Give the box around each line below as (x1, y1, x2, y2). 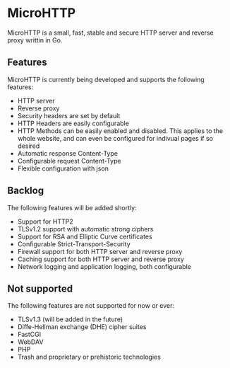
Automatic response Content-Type (17, 149, 119, 157)
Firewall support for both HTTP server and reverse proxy (17, 247, 183, 255)
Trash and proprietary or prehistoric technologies (17, 352, 161, 362)
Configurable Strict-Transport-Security (17, 239, 131, 248)
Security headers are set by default (17, 111, 121, 120)
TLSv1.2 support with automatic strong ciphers (17, 224, 154, 233)
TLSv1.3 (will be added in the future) (17, 315, 123, 323)
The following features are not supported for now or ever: (7, 301, 175, 310)
